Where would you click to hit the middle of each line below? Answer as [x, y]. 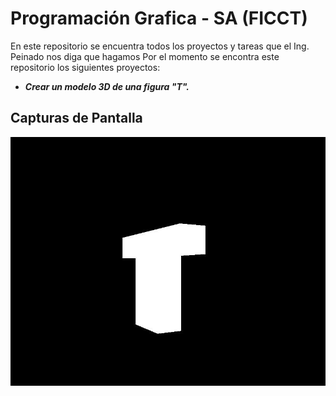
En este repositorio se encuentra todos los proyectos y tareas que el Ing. [160, 46]
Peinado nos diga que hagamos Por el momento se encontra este [145, 56]
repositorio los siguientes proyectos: [85, 67]
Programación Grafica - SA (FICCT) [159, 18]
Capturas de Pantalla [76, 118]
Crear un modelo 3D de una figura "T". [107, 86]
